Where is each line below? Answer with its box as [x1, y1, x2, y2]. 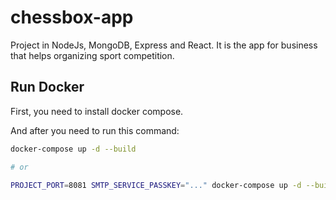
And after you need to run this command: [10, 124, 180, 136]
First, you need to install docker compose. [10, 105, 184, 117]
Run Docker [10, 79, 85, 96]
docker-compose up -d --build [10, 144, 137, 154]
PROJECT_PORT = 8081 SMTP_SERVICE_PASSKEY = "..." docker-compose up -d [10, 180, 302, 190]
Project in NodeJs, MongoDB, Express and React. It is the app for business [10, 39, 318, 51]
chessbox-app [10, 6, 134, 29]
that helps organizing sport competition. [10, 49, 175, 61]
